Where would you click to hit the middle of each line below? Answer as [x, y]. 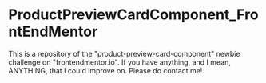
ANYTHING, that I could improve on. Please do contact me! [105, 70]
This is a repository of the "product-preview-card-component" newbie [124, 53]
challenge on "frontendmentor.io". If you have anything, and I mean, [120, 62]
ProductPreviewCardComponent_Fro [133, 15]
